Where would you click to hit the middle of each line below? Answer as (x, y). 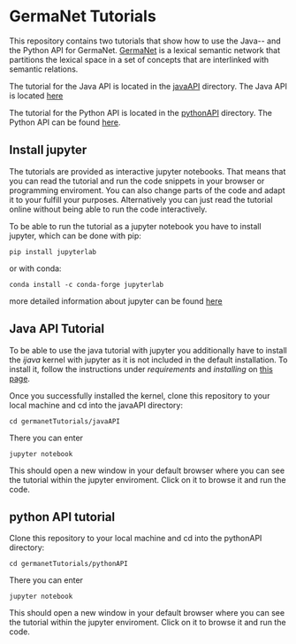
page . (20, 378)
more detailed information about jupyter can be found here (116, 301)
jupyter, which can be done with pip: (75, 236)
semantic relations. (44, 69)
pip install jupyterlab (53, 252)
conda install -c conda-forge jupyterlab (87, 284)
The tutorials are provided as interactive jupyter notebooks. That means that (148, 171)
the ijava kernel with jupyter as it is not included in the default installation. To (148, 360)
